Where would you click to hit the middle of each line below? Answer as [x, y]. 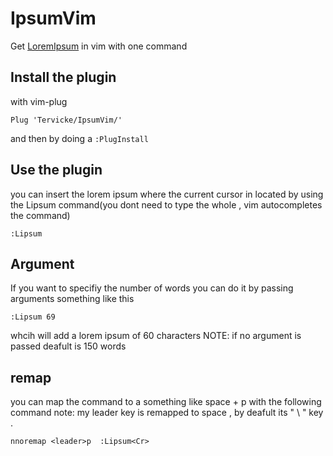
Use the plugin [56, 170]
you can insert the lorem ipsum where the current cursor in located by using [167, 194]
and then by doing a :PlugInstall [79, 138]
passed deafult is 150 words [68, 346]
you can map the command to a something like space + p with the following [166, 402]
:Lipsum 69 [33, 317]
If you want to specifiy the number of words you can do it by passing [152, 288]
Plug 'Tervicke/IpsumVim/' [66, 120]
